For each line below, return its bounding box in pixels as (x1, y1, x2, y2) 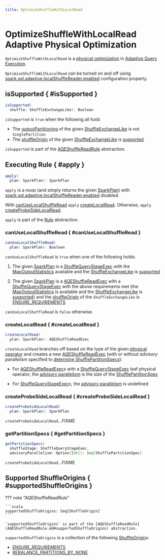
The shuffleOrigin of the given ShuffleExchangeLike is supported (12, 136, 144, 142)
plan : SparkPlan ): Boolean (9, 245, 65, 250)
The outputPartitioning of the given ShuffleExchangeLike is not (12, 126, 139, 132)
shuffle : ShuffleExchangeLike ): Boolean (9, 107, 94, 113)
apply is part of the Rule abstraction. (5, 216, 79, 222)
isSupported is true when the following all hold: (5, 117, 101, 123)
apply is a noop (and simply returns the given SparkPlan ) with (5, 187, 130, 193)
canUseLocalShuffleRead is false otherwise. (5, 308, 94, 314)
